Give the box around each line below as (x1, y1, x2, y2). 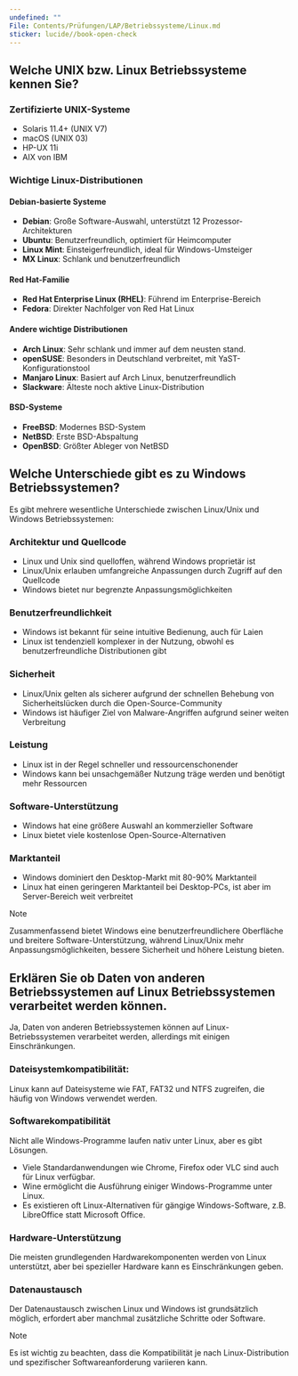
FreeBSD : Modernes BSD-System (21, 421, 147, 432)
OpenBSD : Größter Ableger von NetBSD (21, 440, 169, 451)
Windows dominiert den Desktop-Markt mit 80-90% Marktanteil (21, 872, 257, 883)
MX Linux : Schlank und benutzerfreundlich (21, 254, 181, 265)
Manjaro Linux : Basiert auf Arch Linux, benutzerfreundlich (21, 371, 237, 383)
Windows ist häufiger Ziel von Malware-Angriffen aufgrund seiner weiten (21, 707, 289, 718)
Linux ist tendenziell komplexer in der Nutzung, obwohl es (21, 636, 235, 647)
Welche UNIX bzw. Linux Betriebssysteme (9, 62, 247, 77)
